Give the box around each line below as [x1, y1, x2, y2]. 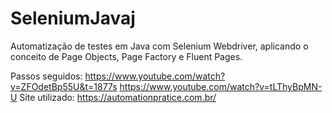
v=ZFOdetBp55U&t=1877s [10, 80, 118, 92]
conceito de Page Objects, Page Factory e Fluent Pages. [10, 50, 243, 62]
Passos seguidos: [10, 70, 83, 82]
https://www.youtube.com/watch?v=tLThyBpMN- [119, 80, 323, 92]
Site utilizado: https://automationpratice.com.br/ [19, 91, 217, 103]
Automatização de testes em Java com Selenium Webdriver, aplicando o [10, 40, 309, 52]
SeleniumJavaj [10, 7, 136, 30]
